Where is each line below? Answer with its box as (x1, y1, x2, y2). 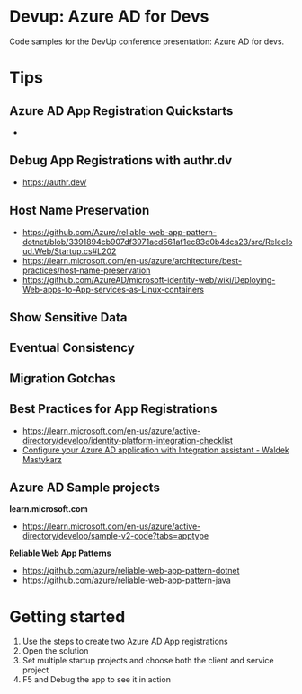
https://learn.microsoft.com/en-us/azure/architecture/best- (22, 255, 243, 266)
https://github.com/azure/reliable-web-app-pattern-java (22, 575, 231, 585)
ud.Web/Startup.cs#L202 (22, 245, 117, 257)
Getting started (9, 606, 126, 627)
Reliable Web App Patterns (9, 548, 111, 558)
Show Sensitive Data (9, 310, 128, 325)
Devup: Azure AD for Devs (9, 6, 209, 27)
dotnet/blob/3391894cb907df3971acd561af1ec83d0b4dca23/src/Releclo (22, 236, 293, 247)
